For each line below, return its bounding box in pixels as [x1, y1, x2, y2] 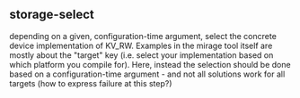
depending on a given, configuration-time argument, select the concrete [9, 30, 277, 41]
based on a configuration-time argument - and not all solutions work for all [9, 69, 286, 79]
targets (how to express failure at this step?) [9, 78, 172, 88]
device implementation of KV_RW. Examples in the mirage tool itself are [9, 40, 273, 51]
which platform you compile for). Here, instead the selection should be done [9, 59, 291, 69]
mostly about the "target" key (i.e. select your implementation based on [9, 49, 274, 61]
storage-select [9, 7, 94, 22]
